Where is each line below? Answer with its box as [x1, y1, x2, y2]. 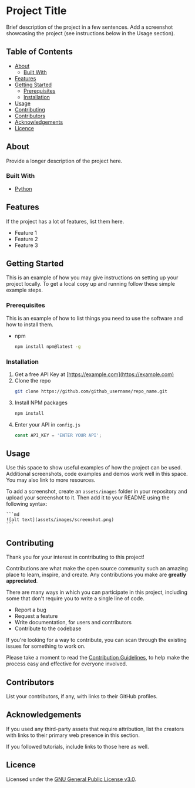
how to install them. [6, 321, 54, 328]
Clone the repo [14, 377, 51, 384]
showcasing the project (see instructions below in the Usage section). [6, 29, 175, 36]
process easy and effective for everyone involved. [6, 660, 127, 667]
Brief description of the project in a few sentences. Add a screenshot [6, 23, 173, 31]
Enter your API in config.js [14, 421, 81, 428]
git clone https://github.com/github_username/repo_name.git [14, 388, 168, 394]
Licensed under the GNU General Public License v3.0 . [6, 776, 137, 783]
